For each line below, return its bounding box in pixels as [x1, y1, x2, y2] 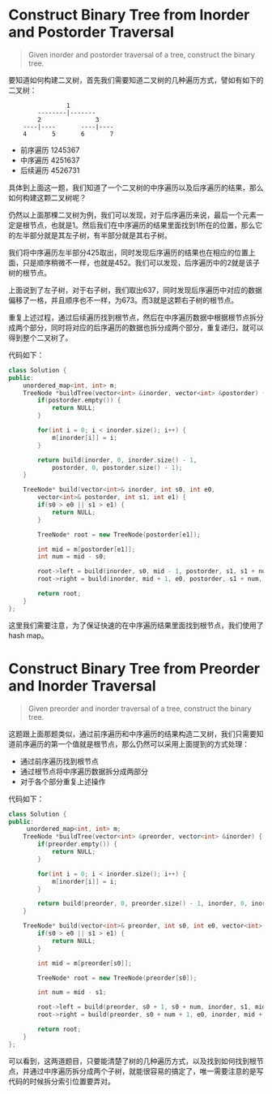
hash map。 [8, 631, 49, 640]
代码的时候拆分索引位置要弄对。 [8, 1076, 115, 1086]
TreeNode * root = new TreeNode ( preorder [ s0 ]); [37, 974, 198, 982]
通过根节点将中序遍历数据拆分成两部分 [19, 766, 148, 776]
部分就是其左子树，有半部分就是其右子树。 [29, 230, 172, 240]
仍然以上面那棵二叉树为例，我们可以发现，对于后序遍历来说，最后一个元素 [8, 209, 257, 220]
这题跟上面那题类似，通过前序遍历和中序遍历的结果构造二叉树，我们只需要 [8, 729, 257, 739]
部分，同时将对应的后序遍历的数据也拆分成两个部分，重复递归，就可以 [29, 322, 264, 332]
